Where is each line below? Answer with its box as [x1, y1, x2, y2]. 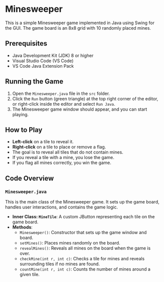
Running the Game [5, 78, 63, 86]
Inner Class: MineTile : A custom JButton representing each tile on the [12, 214, 155, 220]
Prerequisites [5, 40, 47, 48]
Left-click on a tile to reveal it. [12, 139, 74, 145]
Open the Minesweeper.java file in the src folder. [12, 90, 110, 96]
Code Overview [5, 174, 54, 182]
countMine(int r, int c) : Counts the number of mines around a [19, 266, 151, 272]
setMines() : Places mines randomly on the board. [19, 240, 121, 246]
